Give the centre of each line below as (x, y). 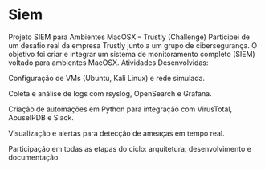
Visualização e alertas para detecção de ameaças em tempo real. (116, 133)
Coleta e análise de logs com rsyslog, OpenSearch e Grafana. (110, 93)
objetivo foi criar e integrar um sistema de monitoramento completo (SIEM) (132, 54)
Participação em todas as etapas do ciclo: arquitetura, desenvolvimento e (130, 148)
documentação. (34, 157)
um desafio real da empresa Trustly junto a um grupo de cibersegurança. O (133, 45)
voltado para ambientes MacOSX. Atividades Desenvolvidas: (108, 63)
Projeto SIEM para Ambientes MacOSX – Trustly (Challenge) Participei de (129, 37)
